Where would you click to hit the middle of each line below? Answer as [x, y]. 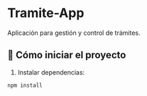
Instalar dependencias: [51, 72]
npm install [25, 85]
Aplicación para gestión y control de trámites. [74, 33]
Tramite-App [46, 13]
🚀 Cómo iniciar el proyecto [67, 55]
